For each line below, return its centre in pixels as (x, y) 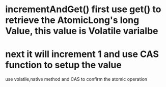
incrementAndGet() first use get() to (83, 9)
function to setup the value (64, 65)
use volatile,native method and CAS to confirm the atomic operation (76, 79)
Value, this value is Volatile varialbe (82, 31)
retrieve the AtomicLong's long (72, 20)
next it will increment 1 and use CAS (82, 54)
